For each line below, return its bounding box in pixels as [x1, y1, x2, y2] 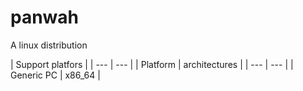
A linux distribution [10, 39, 88, 51]
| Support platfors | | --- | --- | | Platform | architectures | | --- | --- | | [10, 58, 294, 70]
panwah [10, 6, 80, 29]
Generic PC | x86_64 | [10, 69, 101, 81]
